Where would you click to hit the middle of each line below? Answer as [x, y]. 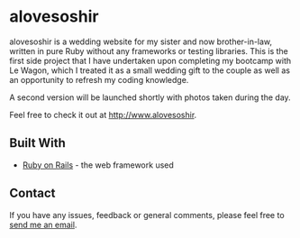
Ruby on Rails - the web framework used [98, 165]
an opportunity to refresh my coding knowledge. [99, 79]
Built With [37, 143]
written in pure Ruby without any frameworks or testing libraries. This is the [149, 50]
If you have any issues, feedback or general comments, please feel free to [147, 215]
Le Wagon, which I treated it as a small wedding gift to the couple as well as [150, 70]
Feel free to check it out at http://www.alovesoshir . [103, 114]
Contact [32, 193]
